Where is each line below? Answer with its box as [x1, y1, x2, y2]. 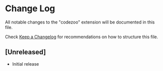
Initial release [12, 61, 39, 67]
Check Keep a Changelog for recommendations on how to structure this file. [5, 34, 159, 40]
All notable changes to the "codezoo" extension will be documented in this [5, 19, 155, 25]
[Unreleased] [5, 48, 46, 56]
